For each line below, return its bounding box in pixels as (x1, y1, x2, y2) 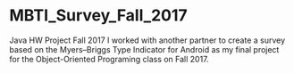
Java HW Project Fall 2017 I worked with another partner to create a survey (9, 35, 286, 45)
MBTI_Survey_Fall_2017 (9, 5, 188, 26)
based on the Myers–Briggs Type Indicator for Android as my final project (9, 44, 280, 54)
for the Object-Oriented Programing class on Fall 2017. (9, 53, 209, 64)
